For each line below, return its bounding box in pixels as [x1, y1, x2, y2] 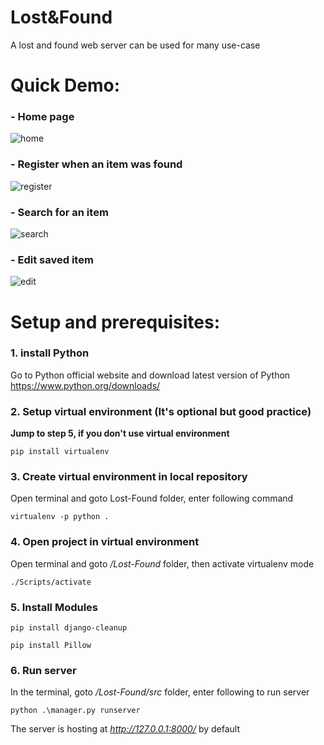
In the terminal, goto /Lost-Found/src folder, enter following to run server [10, 686, 310, 698]
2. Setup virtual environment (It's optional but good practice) [10, 404, 312, 418]
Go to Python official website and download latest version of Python [10, 369, 291, 381]
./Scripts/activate [10, 577, 92, 587]
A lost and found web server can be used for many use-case [10, 39, 261, 51]
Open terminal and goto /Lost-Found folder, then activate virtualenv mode [10, 557, 315, 570]
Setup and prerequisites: [10, 311, 221, 333]
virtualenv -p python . [10, 512, 110, 522]
